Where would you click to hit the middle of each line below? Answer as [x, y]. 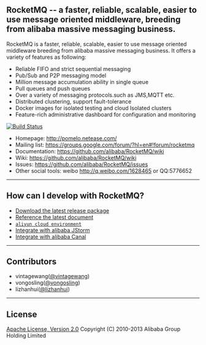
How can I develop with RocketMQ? [75, 196]
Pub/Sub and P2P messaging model [61, 75]
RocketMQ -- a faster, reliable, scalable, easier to [102, 10]
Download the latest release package [62, 210]
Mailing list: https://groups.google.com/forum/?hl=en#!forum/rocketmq [105, 145]
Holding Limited [26, 336]
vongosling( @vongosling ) [48, 283]
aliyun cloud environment [48, 224]
